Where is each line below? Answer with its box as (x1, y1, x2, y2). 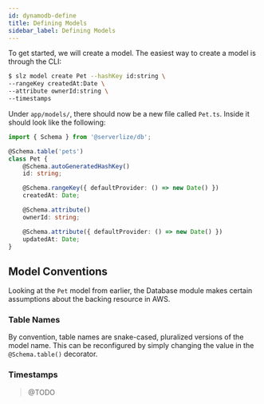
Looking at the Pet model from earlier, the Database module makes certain (8, 286, 253, 295)
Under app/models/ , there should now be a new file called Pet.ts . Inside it (8, 109, 250, 118)
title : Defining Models (8, 19, 88, 27)
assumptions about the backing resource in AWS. (8, 295, 171, 304)
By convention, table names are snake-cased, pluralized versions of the (8, 332, 244, 342)
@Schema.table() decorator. (8, 349, 98, 359)
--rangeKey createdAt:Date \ (8, 80, 105, 88)
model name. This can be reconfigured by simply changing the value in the (8, 341, 254, 351)
